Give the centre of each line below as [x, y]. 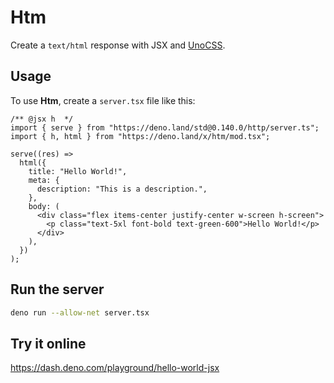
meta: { [44, 180]
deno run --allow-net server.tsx [80, 312]
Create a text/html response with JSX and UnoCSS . [118, 45]
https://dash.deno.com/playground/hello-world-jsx [115, 368]
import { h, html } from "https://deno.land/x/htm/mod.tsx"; [140, 136]
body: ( [44, 206]
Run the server [57, 289]
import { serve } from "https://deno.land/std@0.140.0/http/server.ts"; [165, 127]
